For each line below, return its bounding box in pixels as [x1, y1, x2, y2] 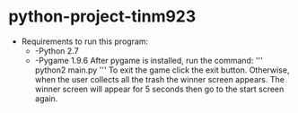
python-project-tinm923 [8, 6, 197, 27]
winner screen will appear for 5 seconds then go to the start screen [34, 83, 285, 94]
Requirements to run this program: [21, 36, 149, 47]
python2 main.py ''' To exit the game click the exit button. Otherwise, [34, 65, 290, 75]
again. [34, 92, 58, 104]
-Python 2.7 [34, 45, 79, 56]
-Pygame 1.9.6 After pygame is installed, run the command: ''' [34, 55, 264, 65]
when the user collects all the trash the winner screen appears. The [34, 74, 285, 84]
